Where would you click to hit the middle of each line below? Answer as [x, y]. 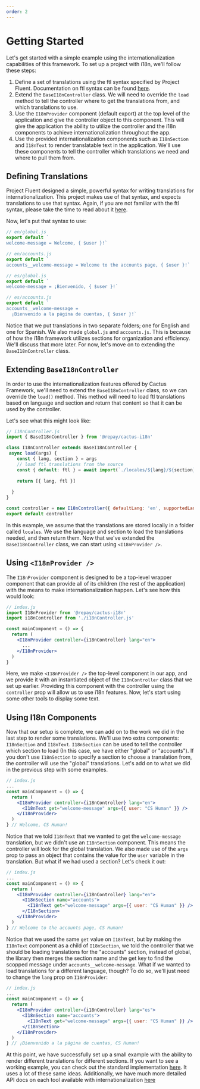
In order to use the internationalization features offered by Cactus [86, 384]
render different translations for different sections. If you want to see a [92, 1061]
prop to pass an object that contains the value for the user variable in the [95, 855]
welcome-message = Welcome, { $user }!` [57, 243]
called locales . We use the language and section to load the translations [95, 531]
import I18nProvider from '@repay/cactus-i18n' [66, 613]
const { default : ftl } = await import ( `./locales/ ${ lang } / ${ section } [106, 470]
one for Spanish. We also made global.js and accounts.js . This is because [99, 331]
